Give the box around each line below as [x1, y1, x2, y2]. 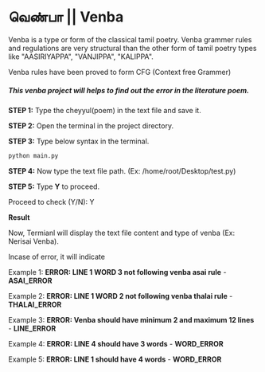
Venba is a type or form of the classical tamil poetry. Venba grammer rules [8, 34, 252, 44]
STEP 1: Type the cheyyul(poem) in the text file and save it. [8, 105, 201, 115]
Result [8, 212, 30, 222]
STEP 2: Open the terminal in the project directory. [8, 120, 173, 131]
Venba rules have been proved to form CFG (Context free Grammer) [8, 67, 232, 76]
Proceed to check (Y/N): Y [8, 197, 95, 206]
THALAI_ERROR [8, 300, 62, 309]
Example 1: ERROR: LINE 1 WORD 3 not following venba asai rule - [8, 267, 227, 276]
